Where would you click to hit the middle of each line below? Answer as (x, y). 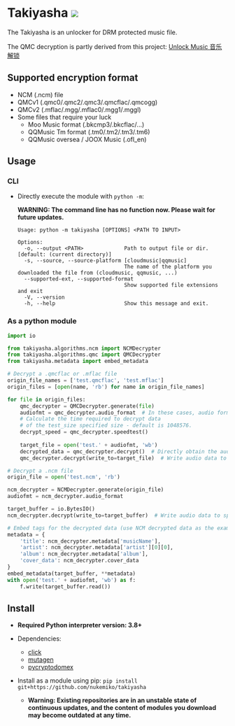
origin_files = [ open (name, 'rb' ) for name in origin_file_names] (106, 387)
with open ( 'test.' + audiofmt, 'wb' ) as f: (72, 580)
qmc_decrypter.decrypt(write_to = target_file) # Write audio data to (123, 458)
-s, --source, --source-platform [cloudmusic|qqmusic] (106, 261)
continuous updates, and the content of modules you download (122, 708)
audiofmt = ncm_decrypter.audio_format (65, 497)
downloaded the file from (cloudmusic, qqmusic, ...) (97, 273)
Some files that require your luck (64, 117)
